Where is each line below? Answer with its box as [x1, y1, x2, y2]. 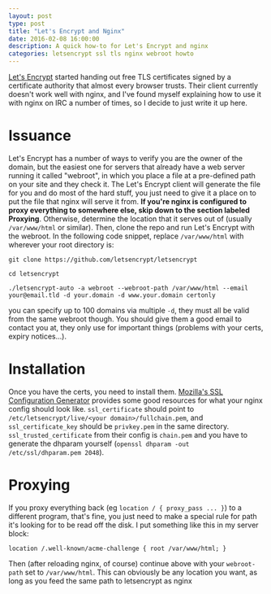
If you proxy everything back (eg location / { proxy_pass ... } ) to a [8, 502, 242, 513]
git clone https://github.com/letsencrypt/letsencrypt [8, 256, 198, 264]
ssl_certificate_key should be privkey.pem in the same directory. [8, 421, 230, 431]
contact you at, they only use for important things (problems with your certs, [8, 322, 264, 332]
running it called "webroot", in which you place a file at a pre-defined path [8, 170, 256, 180]
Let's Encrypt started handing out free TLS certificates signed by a [8, 72, 231, 81]
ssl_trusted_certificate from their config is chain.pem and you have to [8, 430, 248, 439]
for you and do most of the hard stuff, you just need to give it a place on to [8, 188, 257, 198]
